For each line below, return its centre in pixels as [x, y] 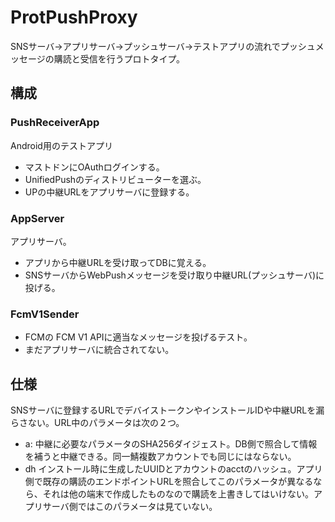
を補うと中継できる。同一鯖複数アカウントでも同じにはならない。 [160, 457]
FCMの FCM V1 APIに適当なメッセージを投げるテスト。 [138, 337]
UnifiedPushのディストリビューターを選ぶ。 [115, 179]
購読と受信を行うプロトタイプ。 [119, 58]
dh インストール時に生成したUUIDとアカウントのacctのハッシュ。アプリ [173, 469]
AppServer [37, 218]
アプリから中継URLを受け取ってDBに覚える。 [118, 262]
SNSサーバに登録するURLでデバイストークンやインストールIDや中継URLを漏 [167, 410]
